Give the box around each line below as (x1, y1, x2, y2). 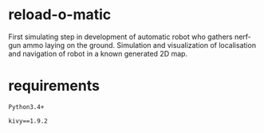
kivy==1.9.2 (8, 117, 48, 125)
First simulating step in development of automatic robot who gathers (8, 32, 233, 41)
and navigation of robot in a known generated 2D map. (8, 49, 188, 58)
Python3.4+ (8, 103, 45, 111)
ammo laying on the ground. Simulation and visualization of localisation (22, 40, 257, 49)
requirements (8, 77, 100, 95)
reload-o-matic (8, 6, 112, 24)
